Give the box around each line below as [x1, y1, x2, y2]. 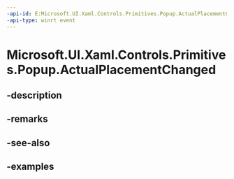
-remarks [6, 113, 48, 125]
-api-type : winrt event [6, 17, 76, 24]
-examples [6, 161, 54, 173]
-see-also [6, 137, 50, 149]
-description [6, 89, 62, 101]
